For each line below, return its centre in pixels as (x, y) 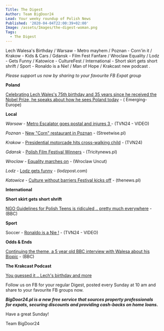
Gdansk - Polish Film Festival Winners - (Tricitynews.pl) (61, 152)
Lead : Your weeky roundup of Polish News (48, 18)
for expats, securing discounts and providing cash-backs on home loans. (82, 304)
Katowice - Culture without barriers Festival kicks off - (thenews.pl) (73, 180)
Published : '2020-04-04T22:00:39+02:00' (47, 23)
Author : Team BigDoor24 (30, 14)
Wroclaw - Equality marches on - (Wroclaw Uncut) (56, 161)
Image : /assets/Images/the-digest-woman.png (51, 28)
